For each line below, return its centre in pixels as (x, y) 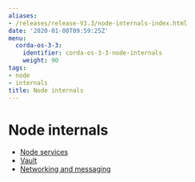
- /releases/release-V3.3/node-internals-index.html (98, 23)
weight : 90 (41, 61)
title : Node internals (46, 90)
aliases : (23, 16)
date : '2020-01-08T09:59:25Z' (59, 30)
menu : (17, 38)
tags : (17, 68)
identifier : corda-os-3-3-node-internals (92, 53)
